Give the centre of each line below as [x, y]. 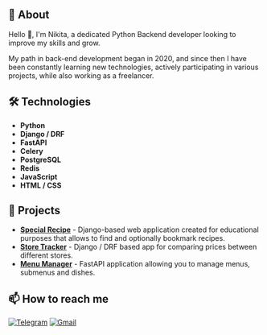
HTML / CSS [41, 185]
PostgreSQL [41, 159]
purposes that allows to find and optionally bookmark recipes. [122, 238]
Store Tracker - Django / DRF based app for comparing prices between [138, 247]
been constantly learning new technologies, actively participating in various [133, 67]
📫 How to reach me [59, 299]
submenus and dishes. [58, 273]
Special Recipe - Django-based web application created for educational [139, 230]
